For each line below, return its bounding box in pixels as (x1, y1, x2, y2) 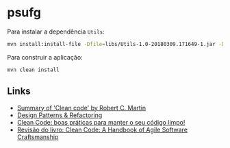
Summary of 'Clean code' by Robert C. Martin (16, 103, 146, 112)
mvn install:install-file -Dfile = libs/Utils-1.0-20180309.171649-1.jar (7, 40, 216, 47)
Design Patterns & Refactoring (16, 111, 103, 119)
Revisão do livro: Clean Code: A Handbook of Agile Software (16, 125, 188, 134)
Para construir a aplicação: (7, 53, 84, 61)
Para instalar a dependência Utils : (7, 27, 105, 36)
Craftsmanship (16, 132, 59, 141)
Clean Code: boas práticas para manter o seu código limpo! (16, 118, 186, 126)
